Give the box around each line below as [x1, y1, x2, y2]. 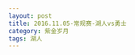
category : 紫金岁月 [8, 27, 70, 35]
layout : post [8, 11, 53, 20]
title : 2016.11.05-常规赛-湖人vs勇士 [8, 19, 127, 27]
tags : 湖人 [8, 34, 43, 43]
